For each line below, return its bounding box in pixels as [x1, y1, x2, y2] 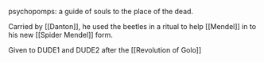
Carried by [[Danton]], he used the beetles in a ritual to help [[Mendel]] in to [8, 22, 257, 31]
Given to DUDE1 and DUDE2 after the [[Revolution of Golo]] [8, 46, 202, 54]
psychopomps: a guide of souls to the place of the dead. [8, 7, 193, 16]
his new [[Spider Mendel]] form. [8, 31, 113, 39]
